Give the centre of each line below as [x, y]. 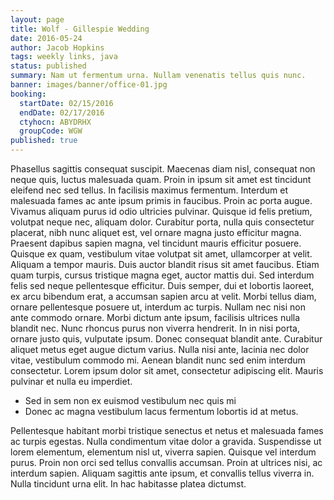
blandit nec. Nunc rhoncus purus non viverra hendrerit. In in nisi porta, [155, 328]
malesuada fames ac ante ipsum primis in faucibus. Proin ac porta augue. [161, 200]
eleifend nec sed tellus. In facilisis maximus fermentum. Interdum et [149, 190]
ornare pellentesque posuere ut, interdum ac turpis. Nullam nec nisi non [158, 307]
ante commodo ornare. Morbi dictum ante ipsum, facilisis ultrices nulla [155, 317]
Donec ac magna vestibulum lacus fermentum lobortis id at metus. [161, 411]
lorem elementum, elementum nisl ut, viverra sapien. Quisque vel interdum [163, 452]
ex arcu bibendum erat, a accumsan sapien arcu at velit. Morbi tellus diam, [163, 296]
